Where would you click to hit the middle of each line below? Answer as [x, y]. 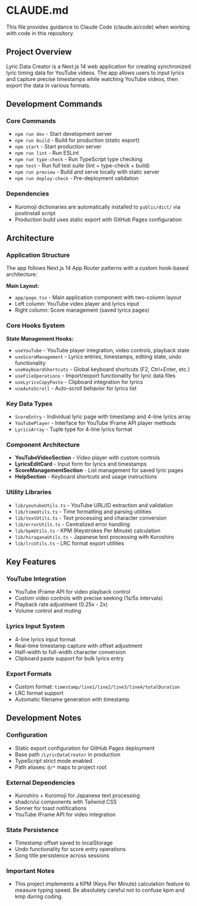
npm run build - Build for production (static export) [77, 140]
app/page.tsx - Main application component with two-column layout [98, 297]
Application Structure [38, 255]
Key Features [31, 562]
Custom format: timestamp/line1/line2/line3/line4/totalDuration [97, 687]
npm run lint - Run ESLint [47, 153]
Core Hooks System [36, 325]
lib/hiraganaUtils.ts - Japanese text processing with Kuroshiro [94, 536]
